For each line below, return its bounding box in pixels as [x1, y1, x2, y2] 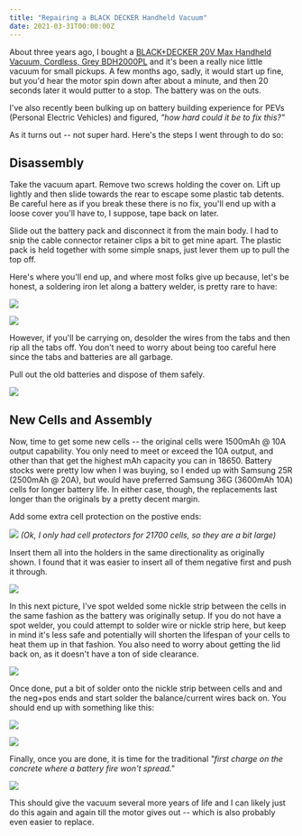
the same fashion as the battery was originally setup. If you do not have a [9, 611, 282, 621]
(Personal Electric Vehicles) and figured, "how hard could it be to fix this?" [9, 112, 286, 123]
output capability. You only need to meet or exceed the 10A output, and [9, 446, 274, 456]
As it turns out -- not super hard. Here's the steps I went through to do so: [9, 129, 284, 140]
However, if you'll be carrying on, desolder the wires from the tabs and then [9, 333, 291, 344]
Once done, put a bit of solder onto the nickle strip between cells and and [9, 683, 283, 694]
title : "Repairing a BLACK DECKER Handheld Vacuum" [9, 13, 207, 23]
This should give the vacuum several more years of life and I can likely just [9, 797, 286, 808]
